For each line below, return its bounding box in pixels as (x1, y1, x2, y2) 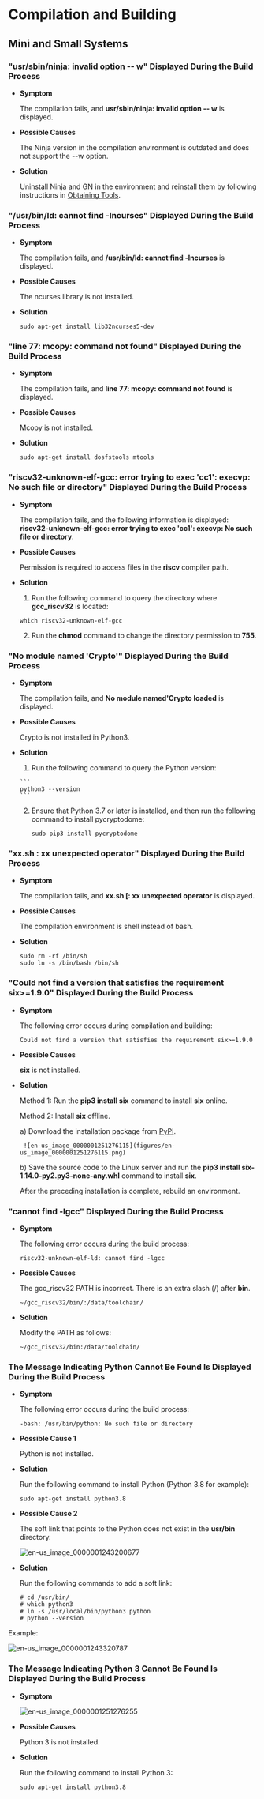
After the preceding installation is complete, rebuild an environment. (19, 1186, 240, 1195)
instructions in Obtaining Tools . (19, 190, 121, 199)
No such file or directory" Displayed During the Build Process (8, 482, 247, 493)
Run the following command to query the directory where (31, 593, 218, 602)
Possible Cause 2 (19, 1509, 78, 1519)
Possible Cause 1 (19, 1434, 76, 1443)
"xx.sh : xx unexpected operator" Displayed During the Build (8, 848, 245, 859)
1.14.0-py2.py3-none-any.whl (19, 1171, 121, 1180)
